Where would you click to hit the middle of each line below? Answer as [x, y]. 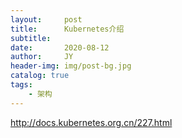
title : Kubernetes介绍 [67, 29]
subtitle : [31, 38]
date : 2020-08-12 [60, 47]
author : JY [42, 57]
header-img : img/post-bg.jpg [71, 66]
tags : [21, 85]
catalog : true [40, 76]
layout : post [46, 19]
